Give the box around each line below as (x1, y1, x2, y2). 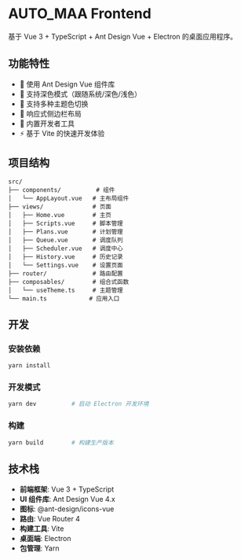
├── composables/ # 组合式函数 (8, 278, 130, 286)
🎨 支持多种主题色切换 (19, 99, 89, 109)
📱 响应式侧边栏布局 (19, 109, 82, 118)
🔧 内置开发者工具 (19, 119, 75, 128)
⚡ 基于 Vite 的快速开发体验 (19, 128, 105, 138)
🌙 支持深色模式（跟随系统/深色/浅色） (19, 89, 142, 98)
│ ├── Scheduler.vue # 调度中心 (8, 245, 123, 252)
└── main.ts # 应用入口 (8, 294, 120, 303)
